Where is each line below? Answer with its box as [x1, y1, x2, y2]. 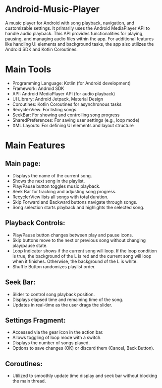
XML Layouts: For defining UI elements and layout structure [12, 122, 134, 128]
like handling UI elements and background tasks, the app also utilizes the [5, 41, 154, 47]
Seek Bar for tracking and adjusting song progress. [12, 188, 116, 194]
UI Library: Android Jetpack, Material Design [12, 96, 104, 102]
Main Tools [5, 64, 52, 75]
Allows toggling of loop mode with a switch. [12, 334, 102, 341]
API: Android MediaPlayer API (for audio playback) [12, 90, 115, 96]
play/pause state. [12, 242, 48, 248]
